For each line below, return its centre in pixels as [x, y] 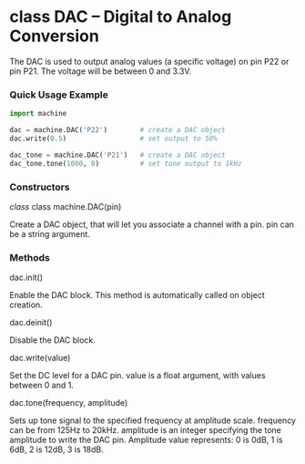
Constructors [40, 187]
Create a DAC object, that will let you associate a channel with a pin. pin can [152, 224]
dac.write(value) [40, 358]
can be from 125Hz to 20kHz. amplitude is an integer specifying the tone [146, 430]
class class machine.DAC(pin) [66, 206]
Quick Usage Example [59, 95]
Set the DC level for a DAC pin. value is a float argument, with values [137, 376]
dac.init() [26, 278]
